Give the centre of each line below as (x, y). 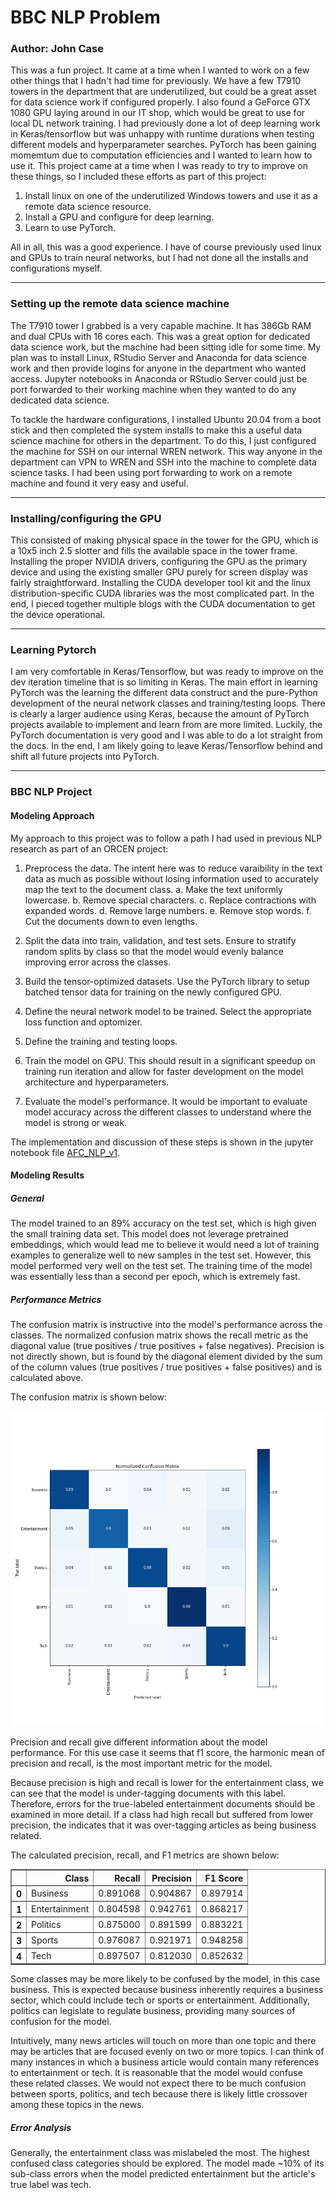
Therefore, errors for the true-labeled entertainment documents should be (163, 1804)
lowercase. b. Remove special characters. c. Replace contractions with (170, 900)
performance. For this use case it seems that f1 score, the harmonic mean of (167, 1753)
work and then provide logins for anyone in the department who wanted (158, 368)
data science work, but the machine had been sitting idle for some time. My (166, 347)
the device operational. (57, 615)
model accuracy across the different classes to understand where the (168, 1112)
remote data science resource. (88, 207)
